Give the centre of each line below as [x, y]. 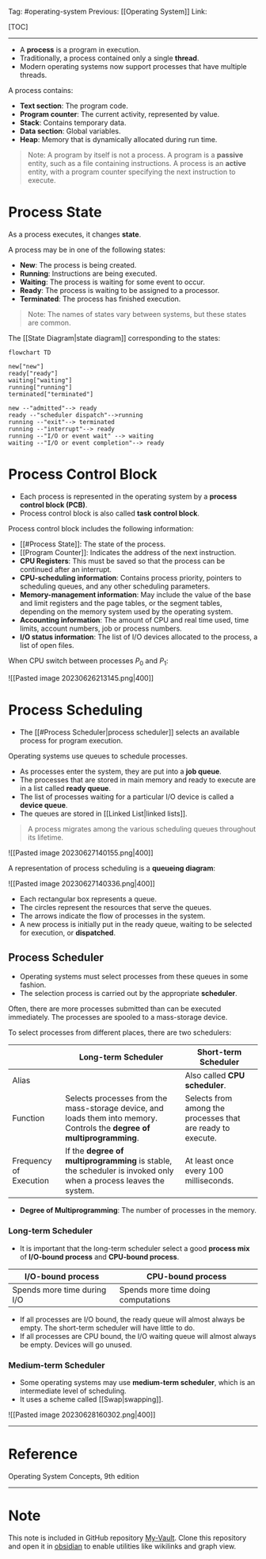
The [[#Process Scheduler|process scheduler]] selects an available [129, 732]
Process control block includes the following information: [101, 528]
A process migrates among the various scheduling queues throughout [142, 828]
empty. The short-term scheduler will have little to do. [107, 1327]
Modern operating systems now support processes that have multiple [133, 66]
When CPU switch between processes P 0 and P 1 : [88, 661]
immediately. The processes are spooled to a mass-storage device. [118, 1017]
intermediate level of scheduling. [73, 1391]
